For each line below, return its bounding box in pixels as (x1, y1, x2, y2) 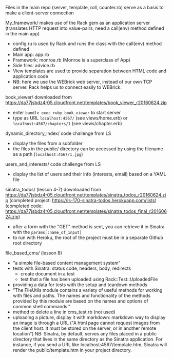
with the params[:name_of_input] (12, 229, 82, 235)
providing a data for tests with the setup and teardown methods (12, 282, 148, 288)
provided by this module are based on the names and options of (12, 298, 148, 304)
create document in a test (20, 271, 75, 276)
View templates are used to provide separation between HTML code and (12, 68, 167, 74)
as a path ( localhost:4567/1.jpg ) (12, 151, 83, 157)
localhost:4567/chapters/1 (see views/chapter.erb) (12, 121, 122, 126)
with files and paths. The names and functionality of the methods (12, 292, 151, 299)
